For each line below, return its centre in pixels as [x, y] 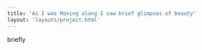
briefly [17, 39]
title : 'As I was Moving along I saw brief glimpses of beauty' [102, 13]
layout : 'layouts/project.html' [54, 20]
